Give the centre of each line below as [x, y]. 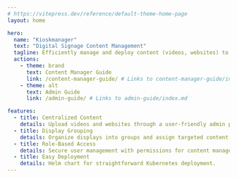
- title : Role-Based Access [55, 144]
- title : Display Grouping [53, 131]
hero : [15, 33]
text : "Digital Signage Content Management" [80, 46]
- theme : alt [39, 85]
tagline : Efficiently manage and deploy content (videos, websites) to [121, 53]
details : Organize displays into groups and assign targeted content [124, 137]
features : [22, 111]
